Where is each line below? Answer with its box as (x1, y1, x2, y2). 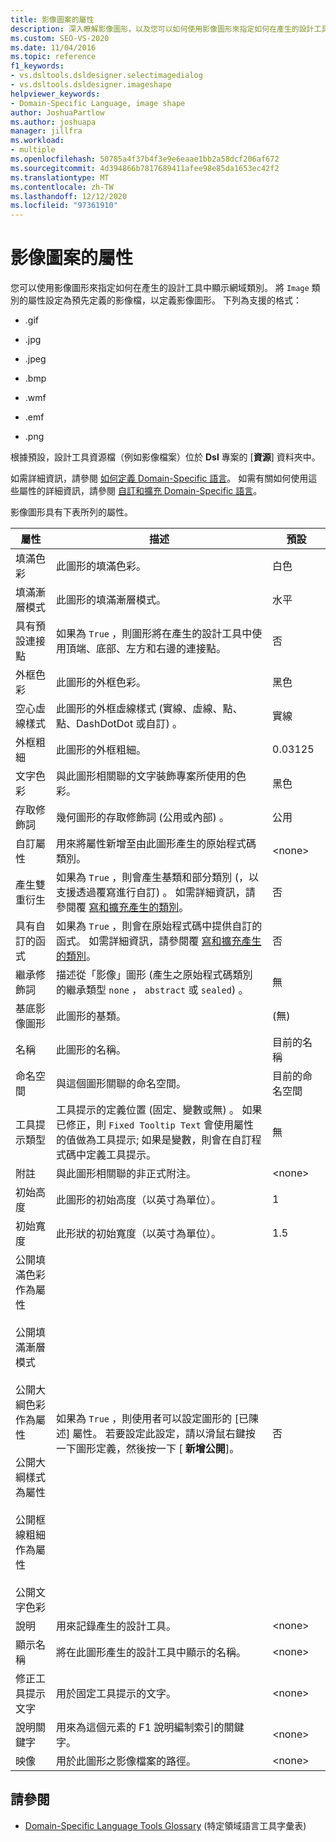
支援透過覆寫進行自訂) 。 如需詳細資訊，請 (56, 886, 256, 900)
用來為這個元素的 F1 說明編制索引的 (56, 1721, 225, 1735)
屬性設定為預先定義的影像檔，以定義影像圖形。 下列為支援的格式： (27, 294, 302, 306)
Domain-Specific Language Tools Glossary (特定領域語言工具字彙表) (24, 1819, 307, 1831)
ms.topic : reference (10, 52, 97, 62)
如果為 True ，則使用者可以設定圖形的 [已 (56, 1412, 249, 1426)
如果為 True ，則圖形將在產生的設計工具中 (56, 627, 253, 641)
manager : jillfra (10, 126, 83, 136)
